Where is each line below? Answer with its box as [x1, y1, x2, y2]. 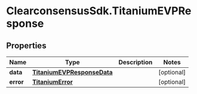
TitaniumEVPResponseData [32, 68, 113, 76]
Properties [6, 40, 47, 51]
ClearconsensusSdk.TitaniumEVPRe [6, 4, 192, 18]
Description [118, 58, 153, 66]
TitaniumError [32, 78, 73, 86]
